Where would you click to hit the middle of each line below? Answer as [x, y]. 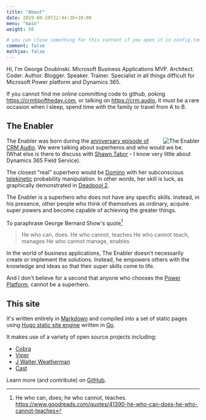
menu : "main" [23, 23]
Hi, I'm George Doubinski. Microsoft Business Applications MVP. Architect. [100, 69]
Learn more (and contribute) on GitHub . [56, 380]
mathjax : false [26, 52]
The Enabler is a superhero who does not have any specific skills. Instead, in [103, 197]
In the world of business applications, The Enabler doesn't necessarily [95, 253]
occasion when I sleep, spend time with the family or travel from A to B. [97, 107]
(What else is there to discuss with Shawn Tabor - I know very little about [99, 154]
